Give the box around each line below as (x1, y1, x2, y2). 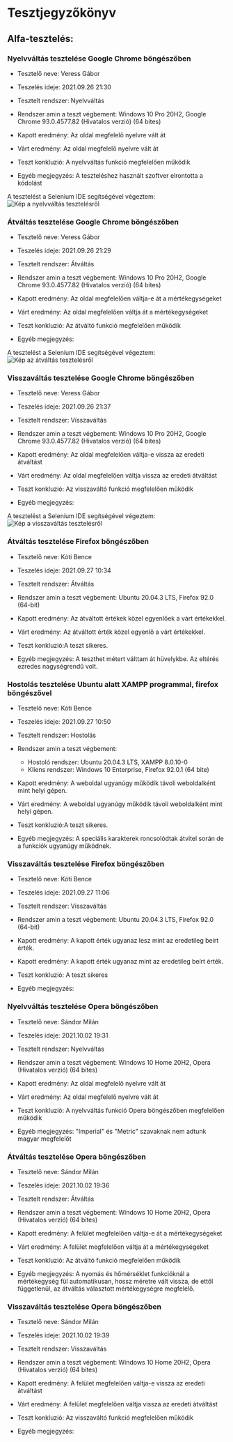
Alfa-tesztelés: (7, 33, 74, 45)
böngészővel (7, 688, 52, 698)
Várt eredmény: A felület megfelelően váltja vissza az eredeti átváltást (17, 1400, 218, 1409)
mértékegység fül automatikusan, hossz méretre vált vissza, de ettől (17, 1277, 214, 1285)
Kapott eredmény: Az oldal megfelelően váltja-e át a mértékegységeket (17, 294, 222, 303)
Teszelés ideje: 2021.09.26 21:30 (17, 82, 111, 91)
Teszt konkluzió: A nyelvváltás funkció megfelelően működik (17, 158, 191, 166)
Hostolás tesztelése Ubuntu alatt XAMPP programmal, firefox (7, 679, 219, 689)
